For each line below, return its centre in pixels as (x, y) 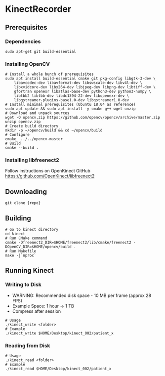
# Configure (17, 135)
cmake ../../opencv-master (34, 139)
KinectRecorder (38, 9)
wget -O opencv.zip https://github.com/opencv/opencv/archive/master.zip (83, 118)
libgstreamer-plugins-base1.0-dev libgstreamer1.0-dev (72, 100)
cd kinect (15, 234)
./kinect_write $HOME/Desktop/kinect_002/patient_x (59, 333)
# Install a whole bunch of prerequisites (49, 74)
